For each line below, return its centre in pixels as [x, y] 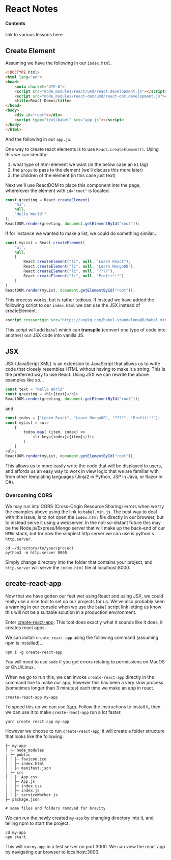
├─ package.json [22, 799]
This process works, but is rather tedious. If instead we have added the [80, 300]
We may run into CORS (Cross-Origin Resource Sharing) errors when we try [85, 506]
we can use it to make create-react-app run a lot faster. [64, 712]
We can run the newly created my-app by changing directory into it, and [79, 818]
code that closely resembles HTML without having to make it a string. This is [85, 369]
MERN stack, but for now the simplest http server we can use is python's [80, 533]
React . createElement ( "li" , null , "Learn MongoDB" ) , [80, 267]
